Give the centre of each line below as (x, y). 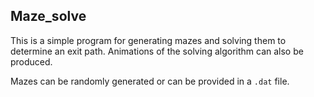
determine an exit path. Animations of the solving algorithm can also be (157, 51)
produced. (31, 61)
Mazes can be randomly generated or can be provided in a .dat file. (150, 81)
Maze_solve (48, 16)
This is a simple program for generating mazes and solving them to (148, 40)
